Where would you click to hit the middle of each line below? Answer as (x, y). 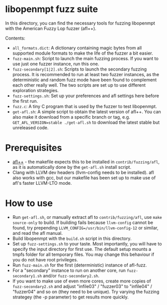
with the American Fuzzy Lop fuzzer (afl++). (51, 28)
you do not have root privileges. (45, 259)
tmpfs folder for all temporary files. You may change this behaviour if (83, 254)
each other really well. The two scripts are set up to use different (79, 85)
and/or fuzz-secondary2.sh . (71, 275)
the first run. (25, 101)
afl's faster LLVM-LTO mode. (42, 183)
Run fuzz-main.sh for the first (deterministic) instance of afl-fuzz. (79, 265)
